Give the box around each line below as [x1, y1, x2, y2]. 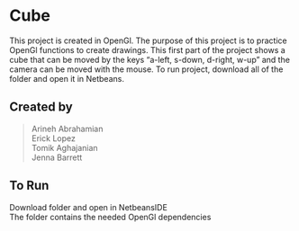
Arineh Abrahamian [31, 123, 104, 134]
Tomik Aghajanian [31, 142, 98, 153]
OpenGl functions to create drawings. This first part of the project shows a [9, 44, 285, 55]
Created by [9, 100, 74, 115]
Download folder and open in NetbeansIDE [9, 201, 168, 212]
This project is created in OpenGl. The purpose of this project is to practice [9, 35, 287, 46]
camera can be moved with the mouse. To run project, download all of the [9, 64, 284, 75]
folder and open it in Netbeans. [9, 73, 124, 84]
